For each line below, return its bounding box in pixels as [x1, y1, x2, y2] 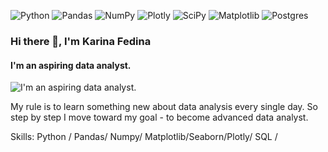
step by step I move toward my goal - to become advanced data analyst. [10, 111, 309, 124]
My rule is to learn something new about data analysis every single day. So [10, 101, 318, 113]
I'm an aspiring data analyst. [10, 59, 132, 71]
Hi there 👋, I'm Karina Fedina [10, 34, 152, 48]
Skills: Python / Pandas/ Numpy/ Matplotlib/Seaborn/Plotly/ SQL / [10, 131, 278, 143]
